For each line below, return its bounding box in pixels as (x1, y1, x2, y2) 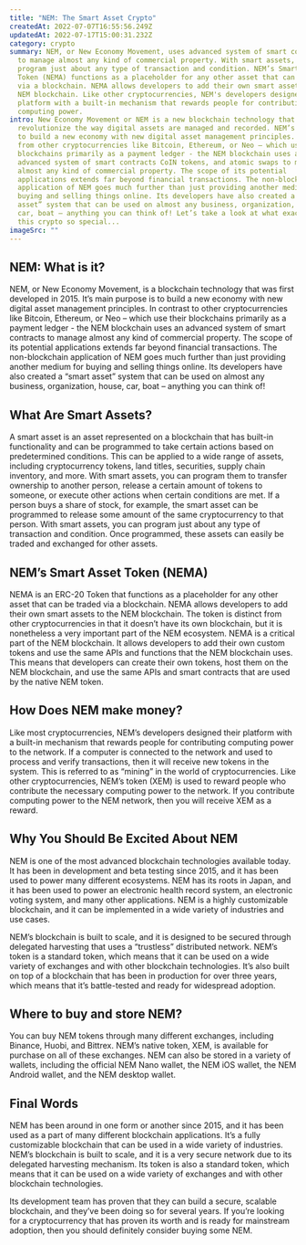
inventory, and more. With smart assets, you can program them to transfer (9, 470, 288, 481)
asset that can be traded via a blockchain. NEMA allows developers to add (9, 598, 289, 609)
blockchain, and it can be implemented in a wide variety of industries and (9, 903, 284, 914)
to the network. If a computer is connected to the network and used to (9, 746, 273, 757)
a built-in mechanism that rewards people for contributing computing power (9, 736, 294, 747)
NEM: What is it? (9, 259, 106, 275)
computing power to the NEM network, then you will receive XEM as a (9, 795, 271, 806)
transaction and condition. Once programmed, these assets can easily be (9, 529, 284, 540)
